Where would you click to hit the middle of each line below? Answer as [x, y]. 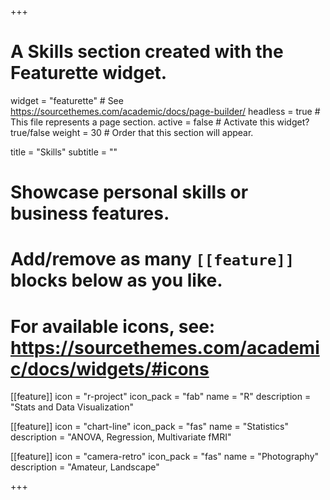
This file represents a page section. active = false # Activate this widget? [160, 122]
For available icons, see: [113, 326]
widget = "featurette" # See [67, 100]
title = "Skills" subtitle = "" [64, 152]
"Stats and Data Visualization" [72, 407]
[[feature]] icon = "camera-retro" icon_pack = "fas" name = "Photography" [165, 457]
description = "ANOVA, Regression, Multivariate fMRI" [121, 437]
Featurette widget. [89, 73]
